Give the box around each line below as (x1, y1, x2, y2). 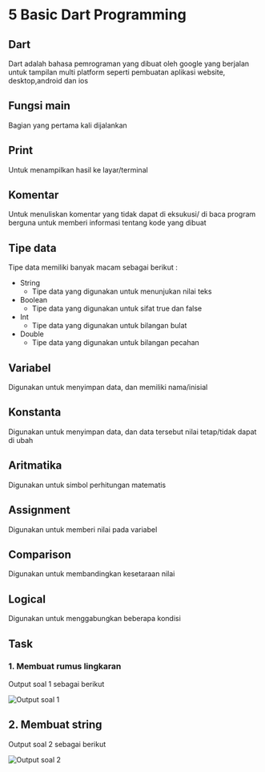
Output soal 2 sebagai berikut (8, 739, 106, 749)
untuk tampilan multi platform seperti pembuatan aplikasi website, (8, 67, 226, 77)
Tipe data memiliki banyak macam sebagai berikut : (8, 262, 179, 272)
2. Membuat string (8, 718, 102, 732)
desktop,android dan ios (8, 76, 89, 85)
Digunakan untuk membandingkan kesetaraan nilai (8, 569, 175, 579)
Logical (8, 592, 46, 606)
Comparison (8, 547, 72, 561)
